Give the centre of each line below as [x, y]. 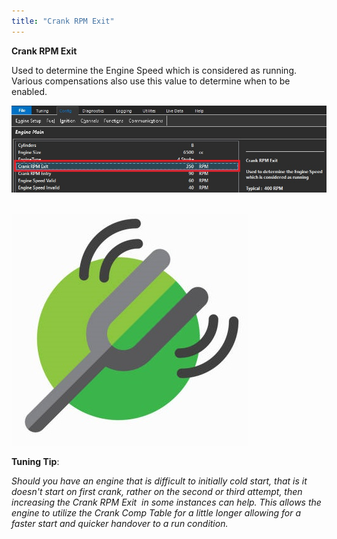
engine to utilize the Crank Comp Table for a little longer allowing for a [156, 513]
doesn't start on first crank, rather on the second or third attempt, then [157, 492]
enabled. [29, 91]
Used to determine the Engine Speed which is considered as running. [154, 70]
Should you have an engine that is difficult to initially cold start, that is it [159, 481]
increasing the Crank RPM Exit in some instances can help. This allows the [166, 502]
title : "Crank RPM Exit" [63, 21]
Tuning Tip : [35, 462]
